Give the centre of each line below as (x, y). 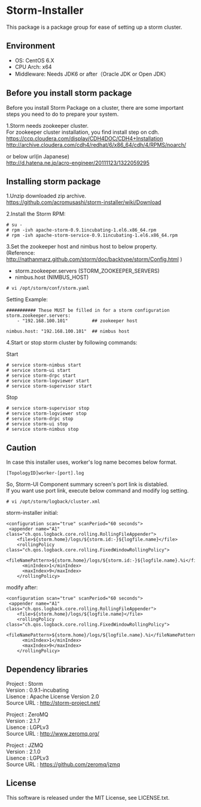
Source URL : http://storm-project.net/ (53, 703)
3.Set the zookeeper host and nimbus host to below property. (82, 247)
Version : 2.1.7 (23, 721)
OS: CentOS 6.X (35, 60)
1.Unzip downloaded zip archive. (46, 196)
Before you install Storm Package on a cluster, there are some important (95, 107)
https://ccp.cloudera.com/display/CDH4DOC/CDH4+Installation (85, 138)
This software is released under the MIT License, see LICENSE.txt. (88, 797)
